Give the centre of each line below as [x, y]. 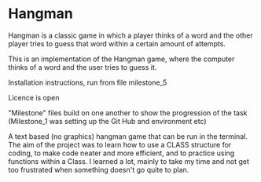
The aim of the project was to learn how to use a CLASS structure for [120, 144]
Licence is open [34, 97]
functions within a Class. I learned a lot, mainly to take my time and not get [129, 161]
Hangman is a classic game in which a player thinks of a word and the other [130, 35]
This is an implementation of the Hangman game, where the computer [121, 59]
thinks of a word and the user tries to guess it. [83, 67]
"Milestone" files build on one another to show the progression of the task [128, 113]
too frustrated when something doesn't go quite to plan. [99, 169]
